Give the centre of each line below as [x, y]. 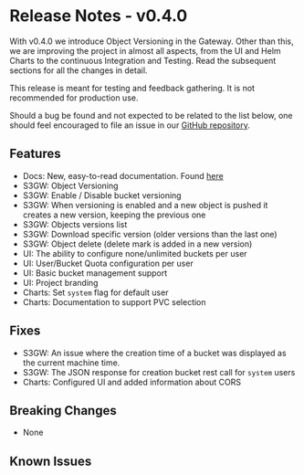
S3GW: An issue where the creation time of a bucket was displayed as [154, 353]
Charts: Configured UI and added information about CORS [132, 382]
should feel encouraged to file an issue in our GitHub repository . [130, 125]
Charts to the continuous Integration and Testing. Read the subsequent [143, 60]
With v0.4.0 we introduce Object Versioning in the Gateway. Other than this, [152, 41]
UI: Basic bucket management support [95, 273]
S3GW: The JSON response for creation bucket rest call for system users [159, 372]
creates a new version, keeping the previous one [114, 215]
